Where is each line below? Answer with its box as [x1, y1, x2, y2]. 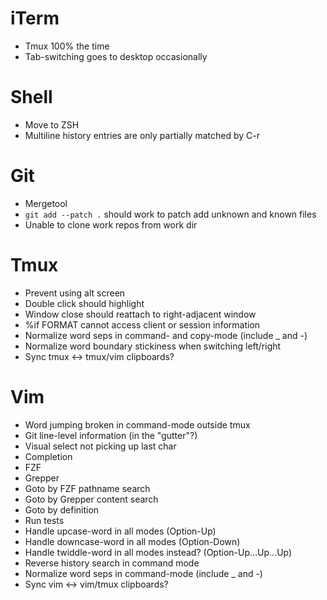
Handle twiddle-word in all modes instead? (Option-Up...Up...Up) [24, 546, 293, 558]
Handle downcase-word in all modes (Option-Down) [24, 535, 241, 547]
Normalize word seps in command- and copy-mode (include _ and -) [24, 329, 308, 341]
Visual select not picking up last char [24, 440, 177, 452]
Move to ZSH [24, 118, 80, 131]
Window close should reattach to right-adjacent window [24, 308, 257, 320]
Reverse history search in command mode [24, 557, 200, 569]
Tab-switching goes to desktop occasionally [24, 50, 208, 62]
